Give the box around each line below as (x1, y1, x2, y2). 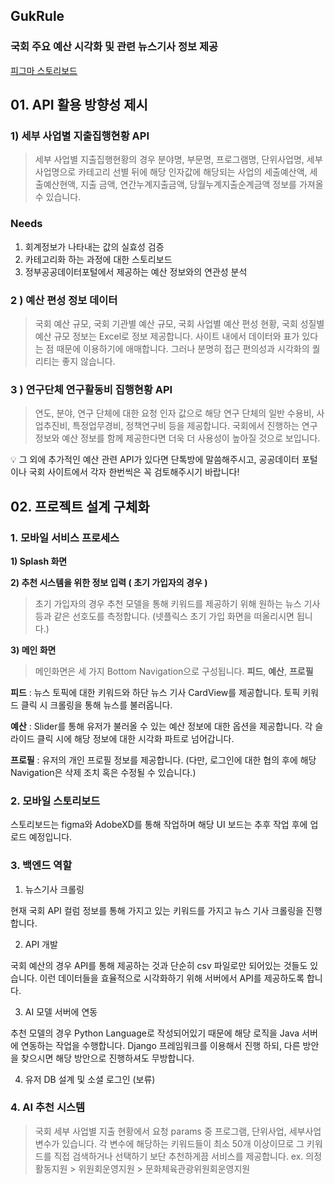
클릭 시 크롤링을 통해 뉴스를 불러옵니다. (20, 699, 173, 711)
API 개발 (24, 938, 58, 950)
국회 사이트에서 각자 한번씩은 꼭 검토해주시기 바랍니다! (28, 466, 240, 478)
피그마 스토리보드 (10, 64, 78, 76)
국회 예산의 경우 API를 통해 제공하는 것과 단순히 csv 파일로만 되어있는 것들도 (10, 959, 308, 971)
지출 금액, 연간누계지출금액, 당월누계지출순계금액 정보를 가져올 (80, 179, 324, 191)
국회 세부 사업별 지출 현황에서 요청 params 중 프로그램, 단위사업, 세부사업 (34, 1125, 322, 1137)
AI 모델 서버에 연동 (24, 1005, 98, 1018)
